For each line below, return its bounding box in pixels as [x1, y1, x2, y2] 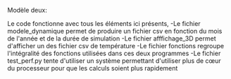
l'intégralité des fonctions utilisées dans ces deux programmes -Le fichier [7, 49, 221, 57]
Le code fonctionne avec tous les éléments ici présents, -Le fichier [7, 20, 201, 27]
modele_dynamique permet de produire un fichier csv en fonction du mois [7, 27, 223, 35]
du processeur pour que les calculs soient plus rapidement [7, 64, 178, 72]
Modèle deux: [7, 6, 47, 14]
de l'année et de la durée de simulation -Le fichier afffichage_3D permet [7, 34, 216, 43]
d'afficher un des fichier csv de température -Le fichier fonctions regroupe [7, 42, 224, 50]
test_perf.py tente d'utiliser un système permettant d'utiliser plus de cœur [7, 57, 222, 65]
